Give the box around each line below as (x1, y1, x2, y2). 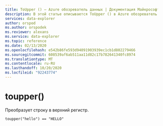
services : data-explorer (5, 16, 55, 21)
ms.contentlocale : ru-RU (5, 61, 55, 66)
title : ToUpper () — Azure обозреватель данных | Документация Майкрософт (5, 7, 160, 12)
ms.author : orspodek (5, 25, 47, 30)
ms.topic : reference (5, 39, 47, 44)
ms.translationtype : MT (5, 57, 53, 62)
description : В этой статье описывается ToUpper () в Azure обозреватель (5, 12, 158, 16)
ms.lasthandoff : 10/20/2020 (5, 66, 62, 71)
